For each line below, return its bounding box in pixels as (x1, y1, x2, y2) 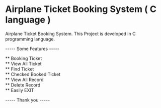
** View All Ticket (5, 60, 42, 66)
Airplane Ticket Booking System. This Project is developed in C (5, 30, 136, 36)
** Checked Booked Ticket (5, 71, 61, 77)
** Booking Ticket (5, 55, 42, 61)
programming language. (5, 36, 55, 42)
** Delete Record (5, 81, 41, 88)
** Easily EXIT (5, 87, 34, 93)
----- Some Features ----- (5, 45, 59, 51)
